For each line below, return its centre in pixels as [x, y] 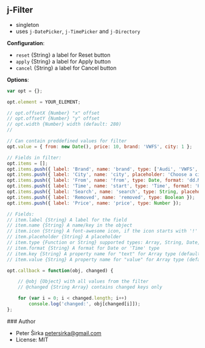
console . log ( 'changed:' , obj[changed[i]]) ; [85, 304]
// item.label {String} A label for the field [67, 220]
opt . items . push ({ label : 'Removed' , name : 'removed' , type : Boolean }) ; [101, 197]
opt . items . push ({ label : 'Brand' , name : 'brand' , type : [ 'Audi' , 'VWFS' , [102, 169]
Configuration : [26, 43]
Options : [18, 79]
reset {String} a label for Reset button [63, 55]
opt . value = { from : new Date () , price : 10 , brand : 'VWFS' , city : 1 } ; [100, 147]
